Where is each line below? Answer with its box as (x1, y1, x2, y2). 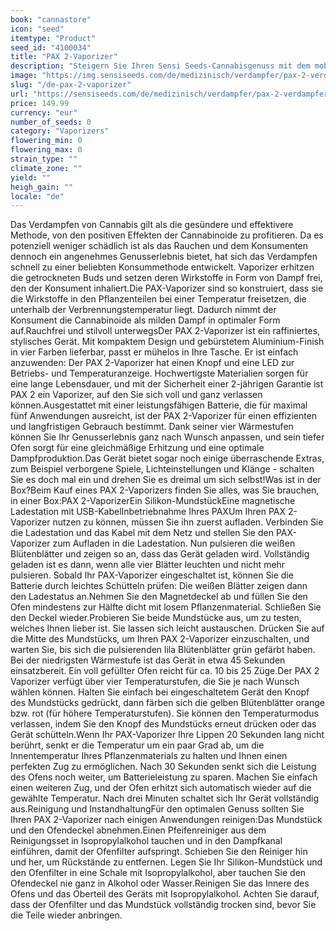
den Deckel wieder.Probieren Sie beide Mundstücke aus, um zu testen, (10, 612, 302, 624)
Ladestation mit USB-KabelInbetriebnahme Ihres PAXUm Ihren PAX (10, 506, 287, 518)
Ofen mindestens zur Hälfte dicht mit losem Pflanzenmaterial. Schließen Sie (10, 601, 322, 613)
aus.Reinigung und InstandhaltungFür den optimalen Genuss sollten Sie (10, 803, 305, 815)
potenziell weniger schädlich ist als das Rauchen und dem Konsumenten (10, 240, 309, 252)
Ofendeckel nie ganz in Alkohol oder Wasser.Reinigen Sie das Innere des (10, 877, 310, 890)
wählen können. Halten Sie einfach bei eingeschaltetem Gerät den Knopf (10, 686, 310, 698)
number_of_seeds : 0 (10, 117, 92, 127)
